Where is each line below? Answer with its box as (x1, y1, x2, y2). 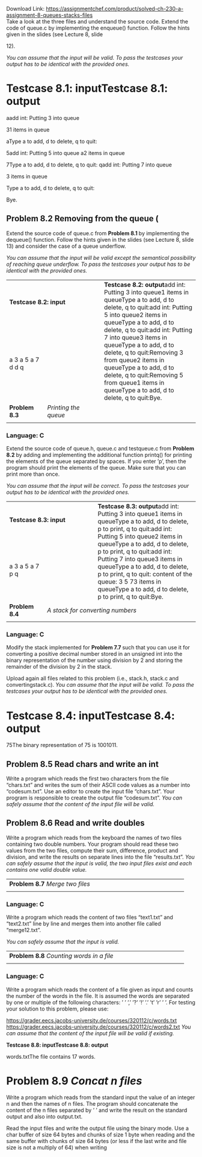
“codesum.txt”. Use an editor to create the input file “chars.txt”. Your (6, 788, 175, 795)
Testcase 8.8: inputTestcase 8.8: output (6, 1041, 109, 1048)
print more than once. (6, 470, 60, 478)
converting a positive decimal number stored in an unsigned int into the (6, 651, 183, 658)
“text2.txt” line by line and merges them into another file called (6, 920, 161, 927)
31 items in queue (6, 126, 50, 133)
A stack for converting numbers (47, 606, 137, 614)
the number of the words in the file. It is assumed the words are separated (6, 992, 190, 1000)
